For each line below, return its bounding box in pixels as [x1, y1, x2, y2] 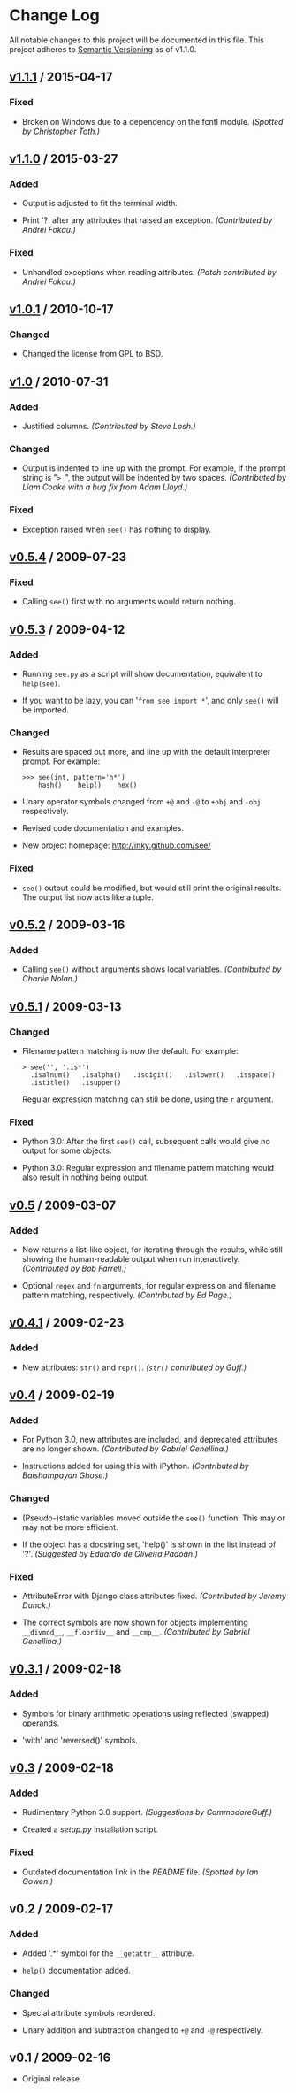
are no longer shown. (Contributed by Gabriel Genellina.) [21, 1443, 230, 1454]
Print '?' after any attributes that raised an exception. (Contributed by [21, 215, 273, 226]
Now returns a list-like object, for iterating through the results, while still [21, 1244, 283, 1255]
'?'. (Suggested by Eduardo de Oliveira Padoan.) [21, 1548, 199, 1558]
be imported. [21, 704, 69, 715]
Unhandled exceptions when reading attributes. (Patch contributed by [21, 266, 277, 277]
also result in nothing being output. [21, 1172, 149, 1182]
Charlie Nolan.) [21, 973, 78, 984]
